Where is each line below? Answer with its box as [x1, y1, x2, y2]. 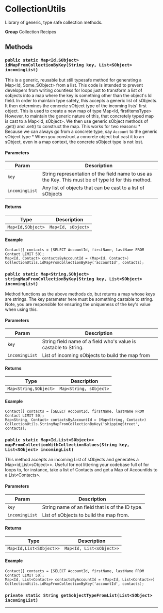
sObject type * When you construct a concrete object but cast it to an [5, 133, 144, 139]
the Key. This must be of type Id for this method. [42, 176, 152, 183]
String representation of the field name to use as [42, 170, 152, 177]
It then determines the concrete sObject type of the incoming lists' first [5, 103, 147, 109]
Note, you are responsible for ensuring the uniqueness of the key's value [5, 301, 151, 307]
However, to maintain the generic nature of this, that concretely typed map [5, 113, 154, 119]
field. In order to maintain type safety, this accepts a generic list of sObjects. [5, 97, 158, 103]
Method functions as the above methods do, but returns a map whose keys [5, 291, 155, 297]
